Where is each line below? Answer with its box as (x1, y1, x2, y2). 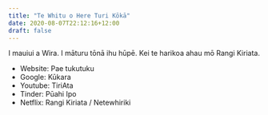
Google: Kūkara (19, 73, 72, 82)
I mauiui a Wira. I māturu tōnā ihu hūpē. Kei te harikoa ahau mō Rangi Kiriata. (8, 49, 260, 58)
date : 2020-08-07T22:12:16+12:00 (8, 19, 120, 27)
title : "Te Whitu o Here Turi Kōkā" (8, 11, 130, 20)
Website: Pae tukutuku (19, 64, 94, 73)
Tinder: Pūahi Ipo (19, 89, 77, 99)
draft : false (8, 26, 52, 34)
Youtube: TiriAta (19, 81, 74, 90)
